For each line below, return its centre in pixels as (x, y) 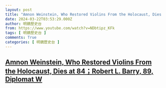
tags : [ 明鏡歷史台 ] (26, 33)
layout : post (19, 10)
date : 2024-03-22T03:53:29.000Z (39, 19)
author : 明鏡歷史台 (23, 24)
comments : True (21, 38)
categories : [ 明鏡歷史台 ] (32, 42)
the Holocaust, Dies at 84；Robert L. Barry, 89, (79, 71)
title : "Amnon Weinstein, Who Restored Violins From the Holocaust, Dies (83, 14)
